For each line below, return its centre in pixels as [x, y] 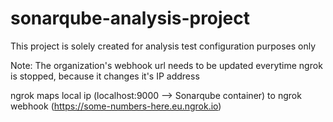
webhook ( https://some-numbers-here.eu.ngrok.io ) [116, 106]
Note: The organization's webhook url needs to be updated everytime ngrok [166, 65]
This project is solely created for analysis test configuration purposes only [163, 46]
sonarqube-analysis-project [130, 18]
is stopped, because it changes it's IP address [105, 76]
